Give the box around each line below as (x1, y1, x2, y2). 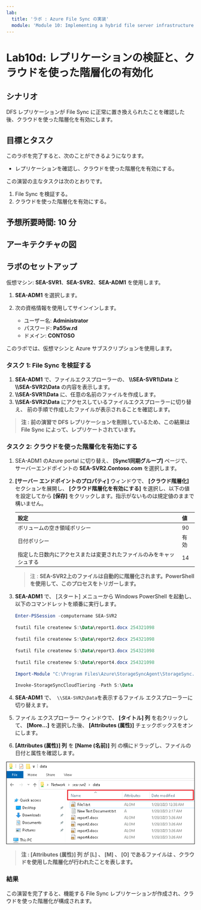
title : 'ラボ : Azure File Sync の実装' (11, 16, 109, 22)
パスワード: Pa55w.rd (23, 324, 78, 332)
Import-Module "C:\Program (14, 671, 83, 677)
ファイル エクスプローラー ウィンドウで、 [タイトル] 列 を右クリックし (14, 714, 188, 722)
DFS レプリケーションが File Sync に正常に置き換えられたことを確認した (6, 109, 185, 116)
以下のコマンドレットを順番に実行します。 (14, 600, 120, 608)
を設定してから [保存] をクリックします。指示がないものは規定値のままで (14, 492, 194, 500)
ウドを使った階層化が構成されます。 (6, 897, 95, 905)
